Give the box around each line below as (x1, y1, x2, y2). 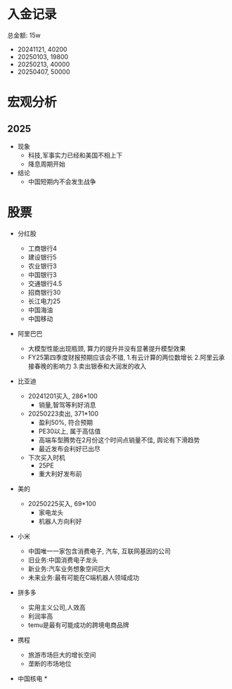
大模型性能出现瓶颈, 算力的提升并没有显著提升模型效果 (27, 344, 186, 352)
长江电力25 (27, 297, 61, 305)
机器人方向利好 (38, 517, 82, 525)
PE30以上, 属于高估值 (38, 427, 101, 435)
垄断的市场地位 (27, 659, 72, 668)
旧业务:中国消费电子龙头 (27, 555, 98, 564)
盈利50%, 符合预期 (38, 418, 94, 426)
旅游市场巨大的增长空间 (27, 650, 96, 659)
